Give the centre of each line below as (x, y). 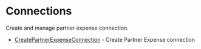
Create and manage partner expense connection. (67, 28)
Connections (39, 11)
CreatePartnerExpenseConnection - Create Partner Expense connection (105, 39)
